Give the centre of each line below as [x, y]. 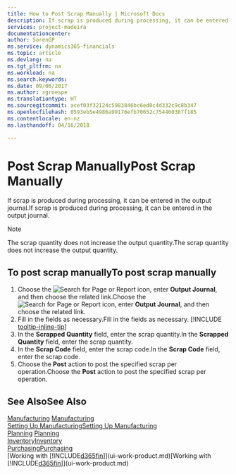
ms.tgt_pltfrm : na [34, 66]
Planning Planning [33, 433]
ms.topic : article [34, 54]
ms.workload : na [31, 73]
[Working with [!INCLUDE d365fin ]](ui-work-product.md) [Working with [109, 456]
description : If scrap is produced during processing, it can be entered [118, 20]
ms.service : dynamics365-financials [61, 46]
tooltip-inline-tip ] [42, 327]
